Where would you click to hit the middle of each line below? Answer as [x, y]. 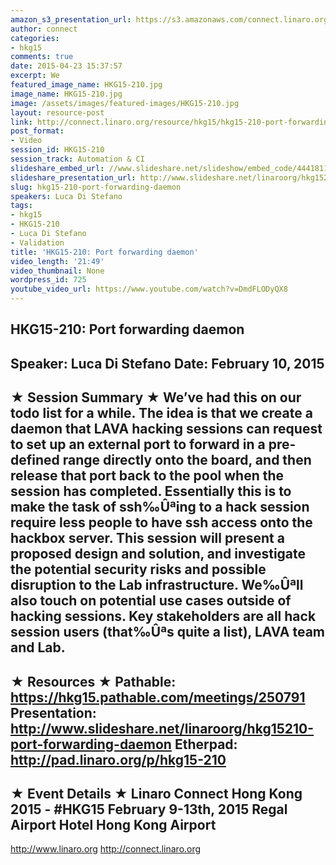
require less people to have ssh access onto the [161, 522]
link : [21, 122]
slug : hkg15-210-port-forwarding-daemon [96, 187]
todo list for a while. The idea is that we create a [161, 413]
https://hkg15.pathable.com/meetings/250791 [158, 697]
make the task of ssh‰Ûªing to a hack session [160, 507]
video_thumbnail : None [57, 271]
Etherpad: [206, 744]
